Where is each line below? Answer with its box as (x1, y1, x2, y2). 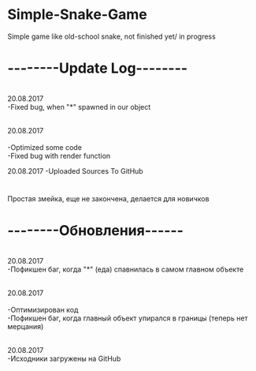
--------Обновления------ (7, 222, 184, 240)
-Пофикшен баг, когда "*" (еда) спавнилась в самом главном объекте (7, 264, 244, 274)
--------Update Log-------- (7, 59, 188, 77)
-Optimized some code (7, 142, 82, 152)
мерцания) (7, 322, 44, 331)
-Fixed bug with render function (7, 151, 111, 160)
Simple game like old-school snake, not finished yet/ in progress (7, 32, 216, 41)
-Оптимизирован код (7, 305, 79, 314)
